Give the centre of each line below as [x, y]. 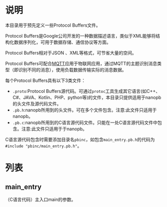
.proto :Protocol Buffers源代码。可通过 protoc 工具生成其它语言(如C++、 [86, 91]
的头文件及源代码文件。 [37, 103]
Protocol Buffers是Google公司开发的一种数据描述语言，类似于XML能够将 [80, 36]
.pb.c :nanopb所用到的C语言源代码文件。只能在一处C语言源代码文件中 [85, 122]
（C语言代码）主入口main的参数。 [41, 199]
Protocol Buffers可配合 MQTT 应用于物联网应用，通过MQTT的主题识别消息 [81, 63]
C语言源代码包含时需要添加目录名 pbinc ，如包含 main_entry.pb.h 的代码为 [80, 139]
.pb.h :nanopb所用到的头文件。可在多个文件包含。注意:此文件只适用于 [85, 110]
